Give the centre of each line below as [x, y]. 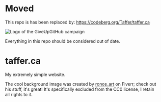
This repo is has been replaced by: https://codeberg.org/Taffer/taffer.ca [78, 22]
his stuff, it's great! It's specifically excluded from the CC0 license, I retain [80, 89]
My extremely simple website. [35, 75]
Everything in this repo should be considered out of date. [63, 41]
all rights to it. [19, 94]
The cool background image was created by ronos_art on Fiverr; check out [80, 84]
